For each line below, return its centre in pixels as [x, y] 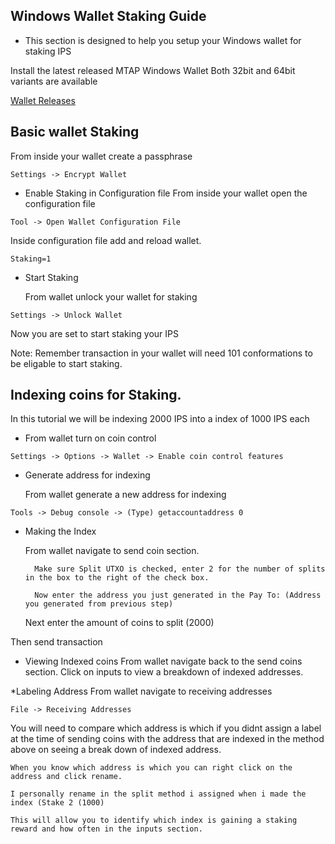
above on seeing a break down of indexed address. [116, 750]
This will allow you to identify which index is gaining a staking [154, 820]
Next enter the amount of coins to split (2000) [119, 623]
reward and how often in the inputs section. [106, 829]
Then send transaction [56, 642]
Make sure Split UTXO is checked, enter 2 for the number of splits [180, 569]
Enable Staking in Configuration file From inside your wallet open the [166, 193]
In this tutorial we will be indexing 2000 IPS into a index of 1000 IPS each [160, 419]
